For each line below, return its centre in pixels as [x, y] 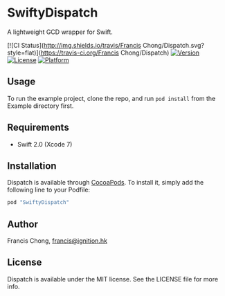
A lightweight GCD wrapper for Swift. [60, 32]
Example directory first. [40, 106]
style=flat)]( [24, 53]
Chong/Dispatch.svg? [173, 45]
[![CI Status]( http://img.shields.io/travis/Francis [74, 45]
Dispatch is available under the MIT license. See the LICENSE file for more [113, 279]
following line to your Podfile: [49, 190]
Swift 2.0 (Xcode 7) [45, 144]
